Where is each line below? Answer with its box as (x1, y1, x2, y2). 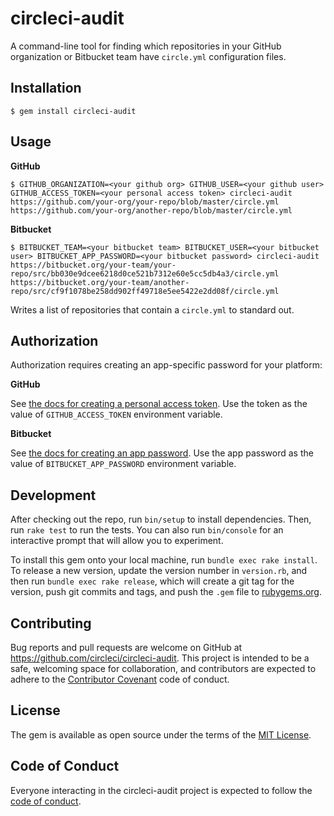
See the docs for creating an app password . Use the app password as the (10, 447, 314, 459)
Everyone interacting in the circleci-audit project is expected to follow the (10, 784, 313, 796)
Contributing (10, 615, 92, 632)
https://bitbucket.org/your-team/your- (10, 260, 177, 270)
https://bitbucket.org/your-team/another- (10, 277, 190, 287)
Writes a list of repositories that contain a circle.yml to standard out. (10, 303, 295, 316)
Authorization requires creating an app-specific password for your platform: (10, 359, 323, 371)
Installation (10, 80, 82, 97)
